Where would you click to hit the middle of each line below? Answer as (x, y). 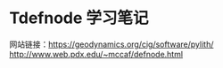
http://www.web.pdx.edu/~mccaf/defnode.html (96, 54)
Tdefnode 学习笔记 (79, 18)
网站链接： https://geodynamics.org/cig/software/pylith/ (111, 44)
